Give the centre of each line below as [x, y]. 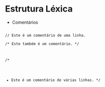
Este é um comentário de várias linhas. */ [56, 80]
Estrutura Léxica [39, 9]
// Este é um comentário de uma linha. [45, 35]
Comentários [25, 22]
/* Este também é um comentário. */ [42, 44]
